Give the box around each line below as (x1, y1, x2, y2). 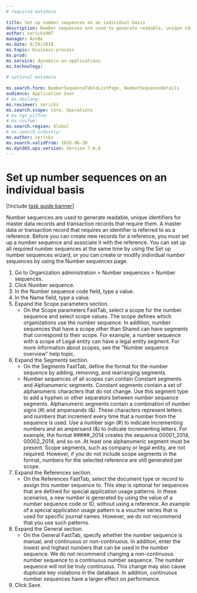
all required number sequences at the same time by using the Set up (6, 245, 171, 252)
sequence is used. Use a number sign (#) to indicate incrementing (23, 419, 183, 427)
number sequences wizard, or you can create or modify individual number (6, 251, 185, 259)
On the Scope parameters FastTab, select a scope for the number (23, 307, 182, 314)
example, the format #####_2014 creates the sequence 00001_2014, (23, 432, 190, 439)
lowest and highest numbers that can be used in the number (23, 544, 169, 551)
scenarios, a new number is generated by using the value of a (23, 494, 173, 501)
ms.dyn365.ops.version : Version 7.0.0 (6, 145, 101, 151)
